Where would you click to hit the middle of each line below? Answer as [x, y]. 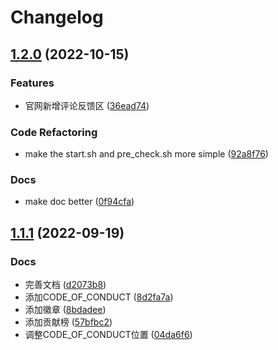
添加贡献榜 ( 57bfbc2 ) [68, 322]
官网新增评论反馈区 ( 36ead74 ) [87, 105]
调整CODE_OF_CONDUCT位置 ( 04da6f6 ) [108, 335]
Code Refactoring [54, 132]
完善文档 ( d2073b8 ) [65, 285]
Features [32, 83]
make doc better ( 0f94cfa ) [79, 202]
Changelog [57, 17]
